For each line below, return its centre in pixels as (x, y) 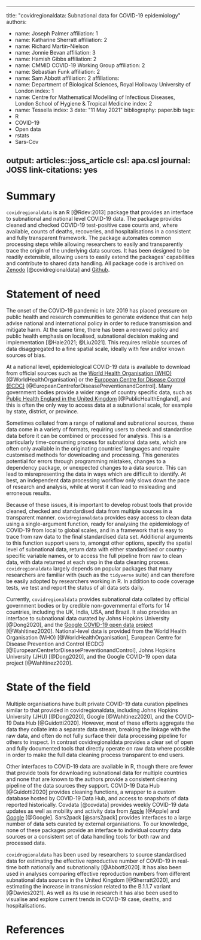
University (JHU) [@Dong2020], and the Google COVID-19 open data (92, 657)
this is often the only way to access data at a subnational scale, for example (99, 405)
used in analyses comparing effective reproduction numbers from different (98, 874)
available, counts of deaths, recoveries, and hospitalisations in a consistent (99, 232)
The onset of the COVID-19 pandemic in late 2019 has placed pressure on (97, 311)
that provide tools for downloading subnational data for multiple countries (97, 773)
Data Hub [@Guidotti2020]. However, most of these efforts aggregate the (103, 723)
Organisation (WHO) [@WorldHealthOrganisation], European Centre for (94, 638)
